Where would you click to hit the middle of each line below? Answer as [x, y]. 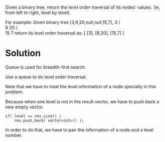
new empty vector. [25, 107]
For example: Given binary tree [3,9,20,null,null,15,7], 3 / [63, 22]
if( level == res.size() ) [33, 116]
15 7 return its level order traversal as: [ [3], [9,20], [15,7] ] [65, 33]
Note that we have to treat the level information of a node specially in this [81, 86]
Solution [23, 53]
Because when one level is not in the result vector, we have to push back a [82, 101]
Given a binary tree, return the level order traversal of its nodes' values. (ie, [83, 7]
